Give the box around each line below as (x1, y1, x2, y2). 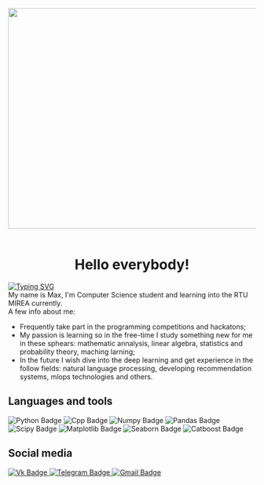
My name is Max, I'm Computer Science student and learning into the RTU (8, 290, 249, 299)
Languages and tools (8, 395, 113, 408)
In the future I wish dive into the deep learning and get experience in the (19, 355, 254, 364)
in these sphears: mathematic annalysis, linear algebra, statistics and (19, 338, 244, 348)
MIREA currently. (8, 298, 63, 308)
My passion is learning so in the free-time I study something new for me (19, 330, 253, 340)
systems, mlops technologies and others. (19, 372, 153, 381)
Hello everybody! (74, 256, 190, 274)
